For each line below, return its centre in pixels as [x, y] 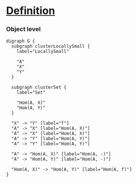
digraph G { [20, 41]
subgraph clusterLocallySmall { [51, 46]
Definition [31, 11]
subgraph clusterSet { [39, 87]
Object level [23, 29]
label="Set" [31, 93]
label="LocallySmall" [43, 52]
